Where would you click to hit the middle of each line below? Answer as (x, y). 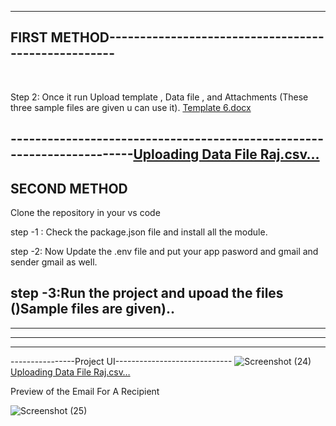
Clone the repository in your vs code (85, 213)
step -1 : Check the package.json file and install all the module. (139, 232)
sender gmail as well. (54, 262)
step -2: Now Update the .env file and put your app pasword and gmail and (164, 252)
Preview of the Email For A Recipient (85, 391)
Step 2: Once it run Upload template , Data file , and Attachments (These (159, 97)
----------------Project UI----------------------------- (121, 361)
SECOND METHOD (69, 188)
